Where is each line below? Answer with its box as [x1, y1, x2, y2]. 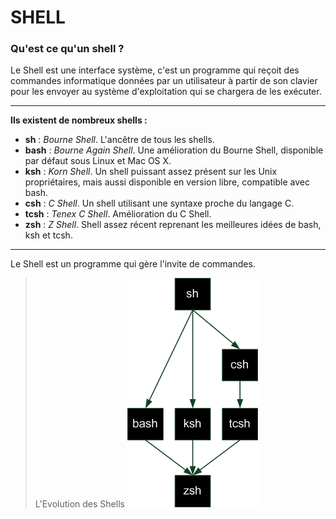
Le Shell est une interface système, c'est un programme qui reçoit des [10, 64, 300, 76]
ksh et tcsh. [24, 229, 73, 241]
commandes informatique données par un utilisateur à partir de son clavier [10, 75, 318, 87]
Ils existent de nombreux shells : [10, 114, 148, 126]
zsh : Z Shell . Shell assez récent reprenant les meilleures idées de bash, [24, 219, 322, 231]
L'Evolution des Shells [34, 498, 125, 510]
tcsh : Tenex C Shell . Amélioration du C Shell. [24, 208, 212, 220]
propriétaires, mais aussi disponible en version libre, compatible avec [24, 176, 310, 188]
